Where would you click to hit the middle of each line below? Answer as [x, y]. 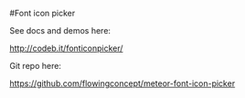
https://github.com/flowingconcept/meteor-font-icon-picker [122, 83]
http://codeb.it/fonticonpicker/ [66, 48]
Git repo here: [36, 66]
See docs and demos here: [60, 30]
